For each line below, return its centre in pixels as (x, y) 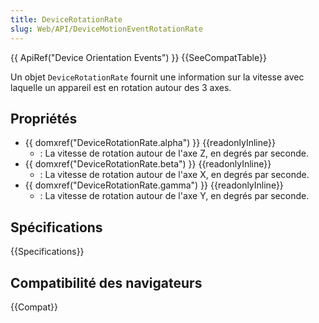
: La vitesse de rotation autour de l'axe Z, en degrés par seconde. (174, 153)
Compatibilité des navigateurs (106, 282)
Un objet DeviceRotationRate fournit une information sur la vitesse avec (157, 77)
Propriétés (44, 118)
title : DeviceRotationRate (66, 19)
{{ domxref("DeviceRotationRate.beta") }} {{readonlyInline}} (148, 164)
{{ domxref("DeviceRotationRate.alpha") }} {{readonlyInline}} (150, 143)
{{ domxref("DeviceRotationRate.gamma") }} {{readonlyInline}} (154, 185)
